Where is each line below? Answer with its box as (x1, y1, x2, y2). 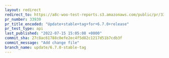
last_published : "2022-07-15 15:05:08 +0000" (5, 31, 102, 36)
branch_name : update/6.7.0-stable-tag (5, 45, 86, 50)
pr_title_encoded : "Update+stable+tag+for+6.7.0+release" (5, 21, 129, 27)
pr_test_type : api (5, 26, 43, 31)
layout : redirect (5, 7, 41, 13)
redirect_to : (5, 12, 32, 17)
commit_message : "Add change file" (5, 40, 80, 45)
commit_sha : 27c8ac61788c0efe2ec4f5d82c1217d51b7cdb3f (5, 36, 123, 41)
